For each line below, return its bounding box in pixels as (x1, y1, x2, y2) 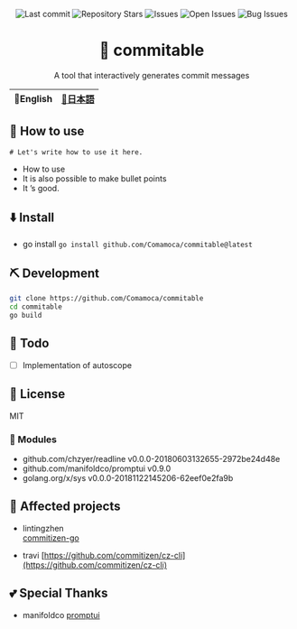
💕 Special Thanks (9, 586, 108, 601)
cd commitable (9, 302, 63, 311)
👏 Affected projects (9, 499, 121, 514)
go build (9, 311, 42, 320)
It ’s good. (22, 182, 60, 193)
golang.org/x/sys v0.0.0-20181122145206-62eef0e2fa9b (22, 472, 234, 483)
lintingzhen (22, 523, 65, 533)
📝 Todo (9, 336, 50, 351)
